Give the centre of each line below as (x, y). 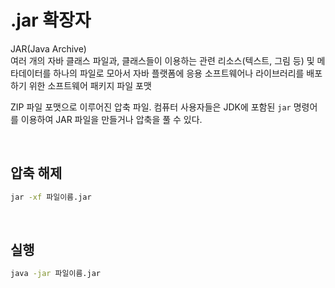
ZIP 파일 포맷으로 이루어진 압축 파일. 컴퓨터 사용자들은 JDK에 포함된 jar (151, 107)
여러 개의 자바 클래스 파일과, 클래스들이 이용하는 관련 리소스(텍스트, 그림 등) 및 (162, 60)
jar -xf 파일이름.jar (51, 197)
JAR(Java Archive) (48, 48)
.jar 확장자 (51, 20)
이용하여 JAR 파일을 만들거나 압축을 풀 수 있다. (111, 119)
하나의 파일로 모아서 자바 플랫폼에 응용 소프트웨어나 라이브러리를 (179, 73)
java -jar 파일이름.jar (56, 274)
